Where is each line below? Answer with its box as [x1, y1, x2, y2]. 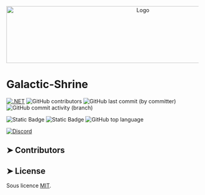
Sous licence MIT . [6, 182, 52, 190]
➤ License [6, 166, 46, 176]
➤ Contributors [6, 145, 65, 156]
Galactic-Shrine [6, 78, 88, 91]
